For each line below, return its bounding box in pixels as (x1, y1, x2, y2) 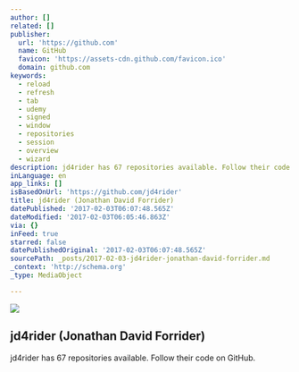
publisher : (10, 30, 51, 38)
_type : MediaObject (10, 271, 83, 280)
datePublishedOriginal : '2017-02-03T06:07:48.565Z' (10, 246, 206, 255)
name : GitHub (18, 46, 67, 55)
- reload (18, 80, 51, 89)
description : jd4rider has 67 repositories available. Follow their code (10, 163, 291, 172)
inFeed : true (10, 229, 59, 238)
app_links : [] (10, 180, 63, 189)
